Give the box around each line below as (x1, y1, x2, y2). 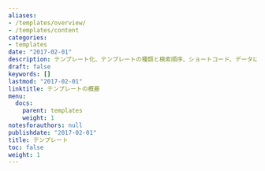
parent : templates (22, 107, 83, 115)
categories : (8, 33, 47, 42)
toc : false (8, 143, 44, 151)
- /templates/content (8, 26, 80, 34)
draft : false (8, 63, 51, 71)
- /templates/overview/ (8, 19, 87, 27)
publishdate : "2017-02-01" (8, 128, 97, 136)
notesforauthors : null (8, 121, 83, 129)
